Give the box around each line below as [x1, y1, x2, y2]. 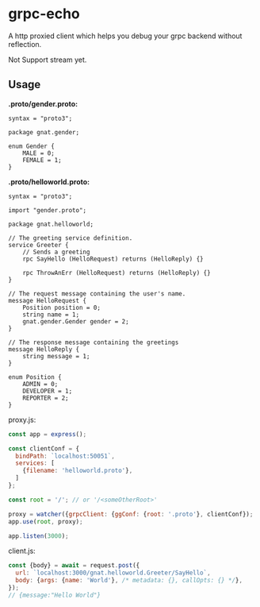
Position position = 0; [22, 303, 101, 311]
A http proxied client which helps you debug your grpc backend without [8, 31, 243, 41]
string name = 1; [22, 311, 80, 319]
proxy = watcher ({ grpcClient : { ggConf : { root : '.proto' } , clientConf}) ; [8, 510, 254, 518]
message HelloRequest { [8, 296, 87, 304]
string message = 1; [22, 352, 90, 360]
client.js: [8, 546, 36, 556]
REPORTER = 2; [22, 394, 69, 402]
